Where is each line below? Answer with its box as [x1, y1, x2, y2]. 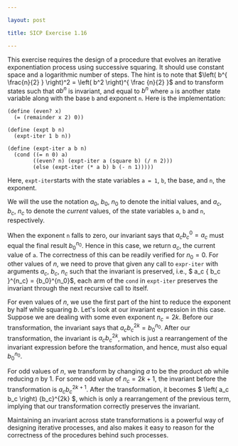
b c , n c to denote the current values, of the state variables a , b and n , [7, 207, 206, 217]
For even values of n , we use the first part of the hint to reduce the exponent [7, 298, 231, 306]
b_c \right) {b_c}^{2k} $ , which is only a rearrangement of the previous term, [7, 394, 232, 403]
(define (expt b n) [7, 126, 65, 134]
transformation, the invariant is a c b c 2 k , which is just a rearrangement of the [7, 332, 228, 344]
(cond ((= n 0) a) [13, 151, 69, 158]
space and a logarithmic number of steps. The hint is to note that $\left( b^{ [7, 70, 228, 79]
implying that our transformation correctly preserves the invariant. [7, 402, 201, 410]
